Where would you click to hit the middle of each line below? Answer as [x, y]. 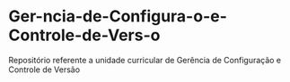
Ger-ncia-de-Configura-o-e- [118, 16]
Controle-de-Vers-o [84, 35]
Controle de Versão [44, 70]
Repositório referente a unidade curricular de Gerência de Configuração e [145, 60]
